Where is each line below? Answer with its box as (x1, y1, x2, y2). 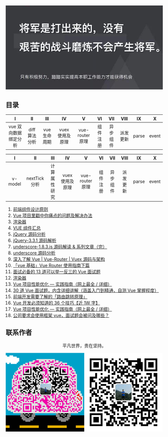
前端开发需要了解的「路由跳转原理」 (12, 293, 88, 300)
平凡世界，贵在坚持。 (62, 343, 106, 349)
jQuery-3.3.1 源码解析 (12, 237, 57, 243)
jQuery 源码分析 (12, 231, 46, 237)
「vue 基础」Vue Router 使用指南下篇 (12, 262, 90, 268)
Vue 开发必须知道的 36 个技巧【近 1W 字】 (12, 300, 100, 306)
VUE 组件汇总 (12, 225, 41, 231)
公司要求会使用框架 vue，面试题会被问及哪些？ (12, 312, 110, 318)
